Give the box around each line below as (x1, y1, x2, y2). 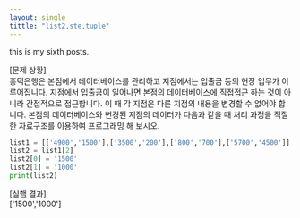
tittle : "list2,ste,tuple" (9, 21, 110, 30)
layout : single (9, 13, 66, 22)
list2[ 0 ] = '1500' (9, 155, 78, 163)
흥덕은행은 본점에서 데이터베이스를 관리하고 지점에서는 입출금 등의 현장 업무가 (9, 75, 280, 86)
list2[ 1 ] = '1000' (9, 163, 78, 172)
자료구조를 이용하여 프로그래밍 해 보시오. (18, 120, 160, 130)
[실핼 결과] (9, 189, 47, 199)
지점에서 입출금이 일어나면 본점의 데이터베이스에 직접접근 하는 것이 (49, 87, 282, 97)
